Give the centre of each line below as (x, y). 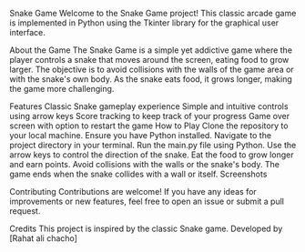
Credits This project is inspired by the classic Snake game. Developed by (146, 228)
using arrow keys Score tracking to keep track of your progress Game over (149, 116)
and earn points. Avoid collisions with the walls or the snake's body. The (145, 164)
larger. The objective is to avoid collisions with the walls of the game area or (152, 69)
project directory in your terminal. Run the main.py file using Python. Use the (153, 145)
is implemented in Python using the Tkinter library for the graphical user (144, 23)
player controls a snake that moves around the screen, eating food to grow (149, 60)
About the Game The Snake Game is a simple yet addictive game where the (151, 50)
